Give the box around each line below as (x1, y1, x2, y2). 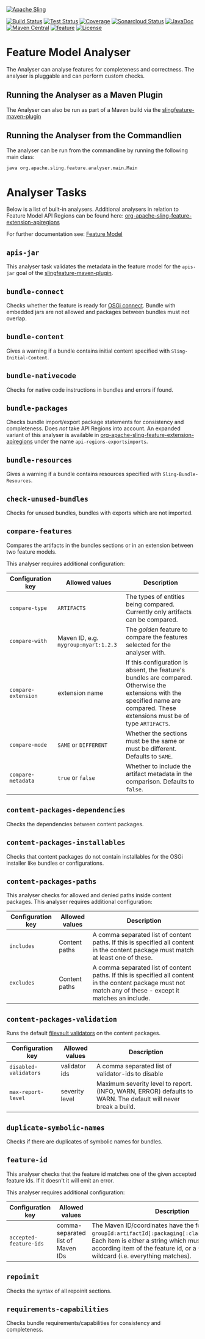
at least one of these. (92, 953, 153, 962)
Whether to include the (126, 761, 192, 770)
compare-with (9, 637, 48, 644)
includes (9, 943, 35, 950)
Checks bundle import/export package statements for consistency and (6, 419, 184, 426)
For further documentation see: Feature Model (6, 230, 123, 238)
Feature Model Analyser (6, 46, 131, 59)
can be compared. (126, 615, 178, 623)
